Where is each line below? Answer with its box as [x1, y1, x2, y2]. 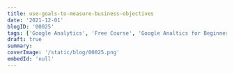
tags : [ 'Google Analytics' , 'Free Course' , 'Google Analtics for [7, 29, 201, 37]
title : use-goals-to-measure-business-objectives [7, 10, 155, 17]
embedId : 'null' [7, 56, 54, 63]
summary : [7, 42, 33, 49]
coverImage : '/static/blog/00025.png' [7, 49, 120, 56]
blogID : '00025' [7, 23, 54, 30]
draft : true [7, 36, 42, 43]
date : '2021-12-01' [7, 17, 64, 24]
